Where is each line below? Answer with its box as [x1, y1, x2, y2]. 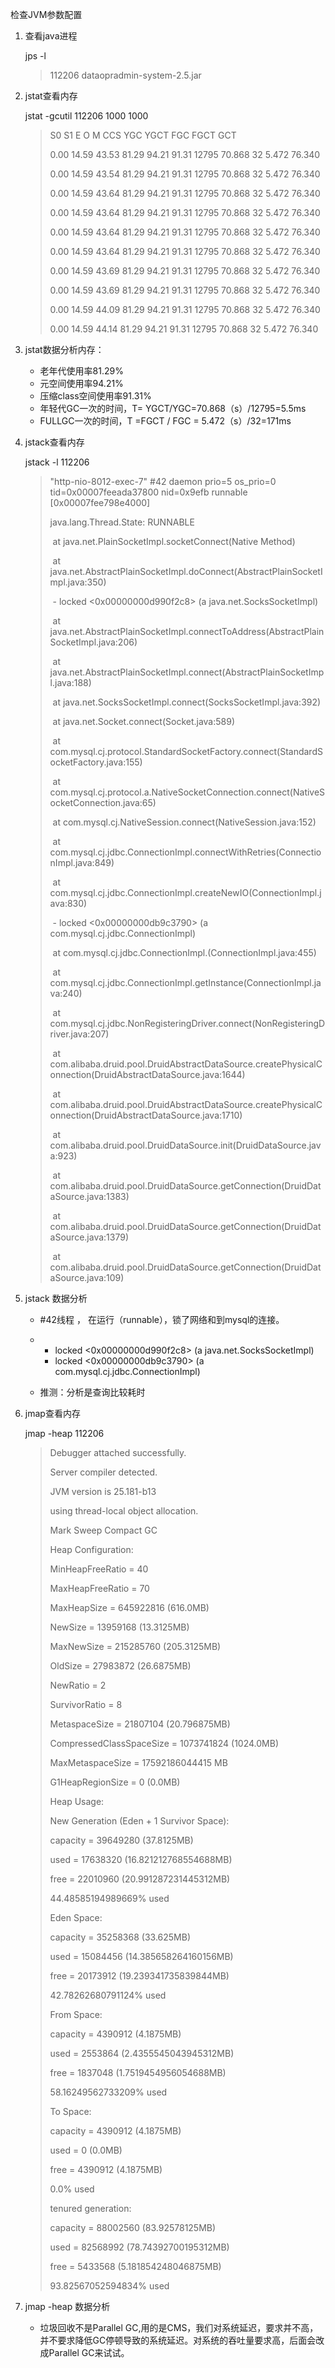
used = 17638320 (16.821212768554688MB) [49, 1854, 233, 1865]
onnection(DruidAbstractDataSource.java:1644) [49, 1069, 246, 1080]
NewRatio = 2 [49, 1679, 107, 1691]
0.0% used [49, 2183, 95, 2195]
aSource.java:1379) [49, 1231, 129, 1243]
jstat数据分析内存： [24, 344, 105, 355]
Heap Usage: [49, 1796, 105, 1807]
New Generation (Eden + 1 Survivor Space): [49, 1815, 230, 1827]
